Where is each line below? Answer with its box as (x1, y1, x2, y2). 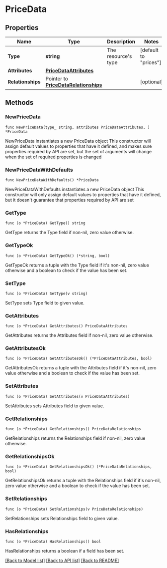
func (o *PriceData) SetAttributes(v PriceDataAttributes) (5, 394, 130, 399)
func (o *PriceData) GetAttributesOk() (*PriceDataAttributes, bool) (5, 356, 153, 361)
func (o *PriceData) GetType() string (5, 221, 85, 226)
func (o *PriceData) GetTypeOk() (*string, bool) (5, 253, 110, 258)
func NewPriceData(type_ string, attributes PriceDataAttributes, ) (5, 125, 150, 130)
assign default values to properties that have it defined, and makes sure (5, 143, 152, 149)
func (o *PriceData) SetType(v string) (5, 291, 88, 296)
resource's (106, 53, 132, 59)
